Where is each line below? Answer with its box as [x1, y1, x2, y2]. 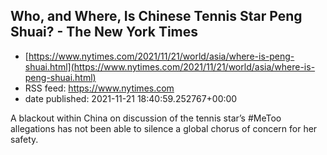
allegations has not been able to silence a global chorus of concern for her [10, 122, 318, 134]
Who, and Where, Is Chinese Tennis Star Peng [10, 8, 303, 25]
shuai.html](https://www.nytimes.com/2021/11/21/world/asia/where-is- [24, 60, 316, 73]
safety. [10, 133, 39, 145]
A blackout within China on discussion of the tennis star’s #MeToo [10, 112, 282, 124]
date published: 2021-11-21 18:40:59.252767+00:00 [24, 92, 238, 104]
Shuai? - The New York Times [10, 24, 199, 41]
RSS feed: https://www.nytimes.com [24, 82, 175, 94]
